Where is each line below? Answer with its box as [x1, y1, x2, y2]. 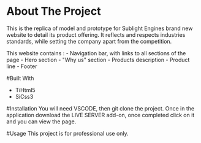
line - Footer [6, 63, 37, 70]
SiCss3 [15, 93, 34, 100]
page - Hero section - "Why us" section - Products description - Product [6, 56, 190, 63]
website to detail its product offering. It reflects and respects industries [6, 31, 186, 38]
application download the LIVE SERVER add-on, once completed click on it [6, 111, 195, 118]
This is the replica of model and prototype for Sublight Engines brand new [6, 25, 193, 32]
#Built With [6, 74, 34, 82]
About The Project [6, 4, 101, 18]
